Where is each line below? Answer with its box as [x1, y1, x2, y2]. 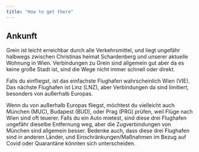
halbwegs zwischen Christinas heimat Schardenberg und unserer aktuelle [6, 53, 188, 60]
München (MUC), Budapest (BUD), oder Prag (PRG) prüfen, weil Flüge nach [6, 108, 193, 115]
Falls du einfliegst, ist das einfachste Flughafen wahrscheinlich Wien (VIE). [6, 77, 190, 84]
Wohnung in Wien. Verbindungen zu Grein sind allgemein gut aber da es [6, 59, 185, 66]
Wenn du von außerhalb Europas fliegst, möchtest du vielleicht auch [6, 102, 175, 109]
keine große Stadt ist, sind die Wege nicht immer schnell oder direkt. [6, 66, 176, 73]
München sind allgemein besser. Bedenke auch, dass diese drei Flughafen [6, 127, 190, 135]
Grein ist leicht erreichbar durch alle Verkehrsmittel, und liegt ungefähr [6, 47, 180, 54]
